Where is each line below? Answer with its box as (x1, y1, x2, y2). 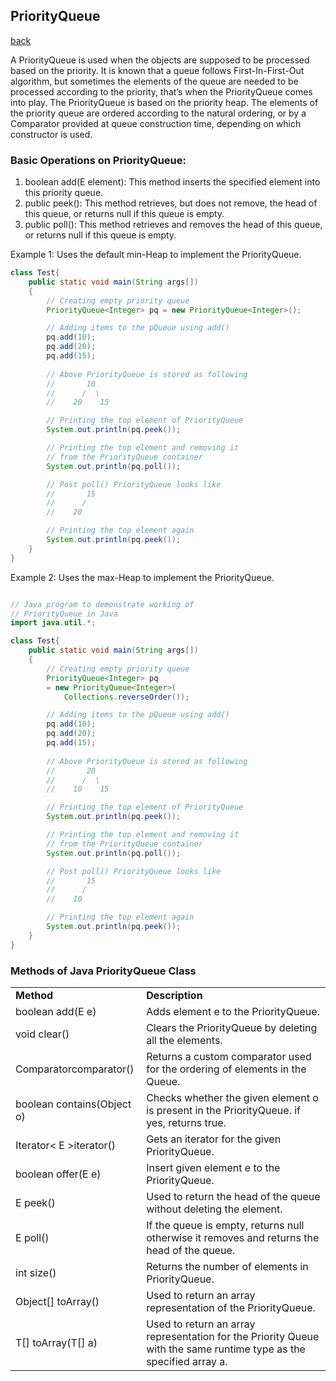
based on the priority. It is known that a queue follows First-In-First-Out (10, 64, 305, 76)
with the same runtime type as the (146, 1342, 306, 1356)
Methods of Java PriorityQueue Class (10, 964, 197, 978)
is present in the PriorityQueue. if (146, 1104, 302, 1118)
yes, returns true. (146, 1116, 227, 1130)
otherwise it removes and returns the (146, 1231, 320, 1245)
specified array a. (146, 1355, 228, 1369)
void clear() (15, 1027, 70, 1041)
